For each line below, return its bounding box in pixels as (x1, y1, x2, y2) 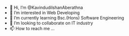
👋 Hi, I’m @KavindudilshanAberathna (9, 5, 83, 10)
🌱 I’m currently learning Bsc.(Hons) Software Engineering (9, 15, 125, 20)
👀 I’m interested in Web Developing (9, 10, 80, 16)
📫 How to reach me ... (9, 26, 55, 31)
